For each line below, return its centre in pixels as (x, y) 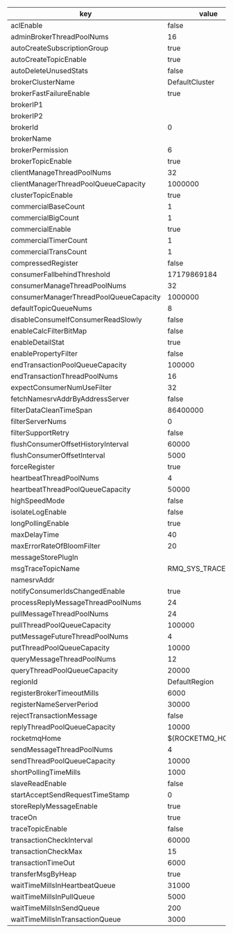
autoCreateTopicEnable (49, 60)
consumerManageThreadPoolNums (69, 286)
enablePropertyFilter (44, 353)
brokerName (31, 139)
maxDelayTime (35, 534)
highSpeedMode (38, 501)
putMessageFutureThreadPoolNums (70, 636)
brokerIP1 (27, 105)
